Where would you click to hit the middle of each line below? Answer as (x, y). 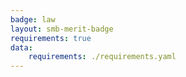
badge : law (33, 19)
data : (21, 47)
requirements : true (51, 38)
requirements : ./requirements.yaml (102, 57)
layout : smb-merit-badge (62, 29)
